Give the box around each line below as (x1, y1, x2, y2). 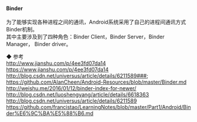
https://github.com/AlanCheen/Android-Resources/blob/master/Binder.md (6, 78, 187, 85)
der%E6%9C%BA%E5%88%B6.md (6, 110, 93, 117)
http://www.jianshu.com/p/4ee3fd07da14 (6, 60, 106, 67)
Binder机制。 (6, 26, 38, 33)
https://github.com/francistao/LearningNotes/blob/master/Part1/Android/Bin (6, 104, 191, 111)
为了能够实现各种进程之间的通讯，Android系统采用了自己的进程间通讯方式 (6, 18, 186, 26)
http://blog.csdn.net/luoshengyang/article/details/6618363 (6, 91, 149, 98)
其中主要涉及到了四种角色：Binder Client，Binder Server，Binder (6, 33, 165, 41)
